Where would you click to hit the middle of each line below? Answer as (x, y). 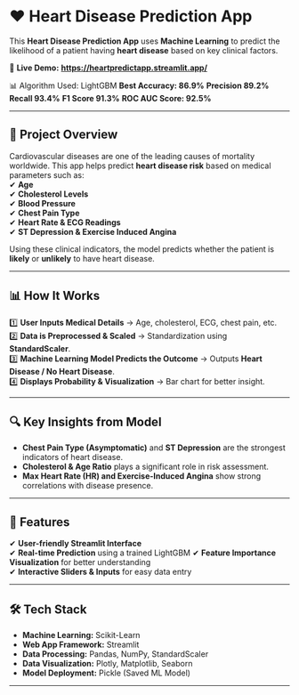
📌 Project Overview (64, 135)
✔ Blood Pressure (42, 203)
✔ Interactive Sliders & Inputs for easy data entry (101, 572)
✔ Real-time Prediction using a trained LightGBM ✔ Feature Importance (143, 553)
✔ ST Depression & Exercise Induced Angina (93, 231)
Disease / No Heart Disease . (62, 371)
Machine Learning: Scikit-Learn (81, 635)
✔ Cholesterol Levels (49, 194)
